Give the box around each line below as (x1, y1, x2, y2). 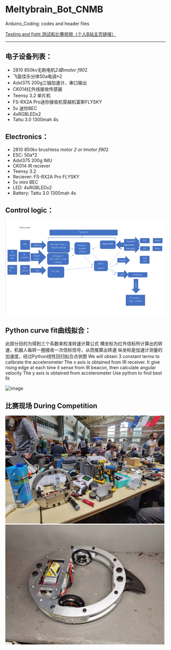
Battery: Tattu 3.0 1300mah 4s (12, 190, 76, 196)
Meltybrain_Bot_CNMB (5, 4, 103, 15)
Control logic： (5, 206, 54, 214)
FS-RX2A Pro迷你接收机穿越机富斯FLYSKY (12, 99, 102, 105)
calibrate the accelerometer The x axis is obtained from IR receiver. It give (5, 359, 160, 365)
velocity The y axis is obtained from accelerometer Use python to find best (5, 370, 162, 376)
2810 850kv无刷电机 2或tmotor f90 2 (12, 66, 88, 73)
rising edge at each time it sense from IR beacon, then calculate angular (5, 365, 156, 371)
